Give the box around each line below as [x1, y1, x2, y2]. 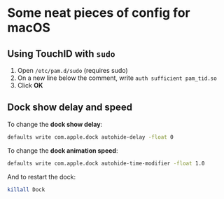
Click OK [17, 81, 43, 89]
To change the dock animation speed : [7, 146, 118, 155]
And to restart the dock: [7, 172, 76, 181]
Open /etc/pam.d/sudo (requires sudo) [17, 67, 128, 74]
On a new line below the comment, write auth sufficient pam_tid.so [17, 74, 217, 82]
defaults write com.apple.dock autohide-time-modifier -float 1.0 [7, 160, 205, 167]
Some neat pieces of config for [7, 5, 190, 21]
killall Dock [7, 186, 45, 193]
